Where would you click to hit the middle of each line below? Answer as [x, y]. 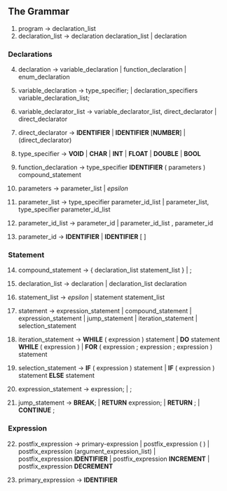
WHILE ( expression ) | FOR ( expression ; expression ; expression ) [115, 347]
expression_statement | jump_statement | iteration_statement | [108, 318]
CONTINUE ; [36, 410]
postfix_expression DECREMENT [66, 466]
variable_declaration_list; [54, 98]
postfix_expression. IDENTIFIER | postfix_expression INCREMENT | [114, 459]
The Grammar [39, 12]
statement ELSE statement [56, 376]
